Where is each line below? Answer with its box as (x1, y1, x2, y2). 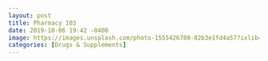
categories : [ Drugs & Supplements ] (8, 41, 127, 49)
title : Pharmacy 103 (8, 19, 77, 27)
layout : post (8, 11, 52, 20)
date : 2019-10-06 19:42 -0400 (8, 26, 109, 34)
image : (8, 33, 30, 42)
